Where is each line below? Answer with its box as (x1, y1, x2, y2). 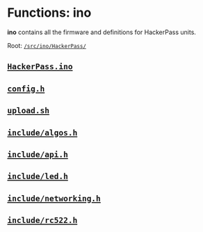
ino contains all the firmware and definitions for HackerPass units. (7, 28, 197, 36)
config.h (7, 84, 45, 93)
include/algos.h (7, 127, 78, 137)
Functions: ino (7, 5, 92, 21)
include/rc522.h (7, 215, 78, 226)
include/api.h (7, 149, 68, 160)
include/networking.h (7, 193, 101, 203)
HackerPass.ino (7, 61, 73, 72)
